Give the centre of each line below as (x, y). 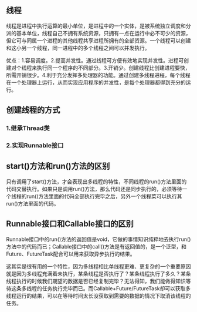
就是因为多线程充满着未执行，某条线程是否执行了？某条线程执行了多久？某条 (98, 274)
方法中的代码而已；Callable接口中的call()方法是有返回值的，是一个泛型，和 (96, 246)
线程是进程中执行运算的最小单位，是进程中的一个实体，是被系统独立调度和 (96, 26)
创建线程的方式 (33, 110)
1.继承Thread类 (28, 128)
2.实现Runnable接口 (35, 146)
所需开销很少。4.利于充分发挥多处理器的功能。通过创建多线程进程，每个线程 (98, 75)
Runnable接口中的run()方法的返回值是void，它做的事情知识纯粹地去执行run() (98, 239)
